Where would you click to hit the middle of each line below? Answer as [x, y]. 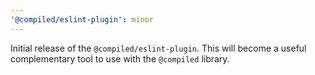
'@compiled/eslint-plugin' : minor [82, 19]
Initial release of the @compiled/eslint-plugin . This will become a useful [158, 48]
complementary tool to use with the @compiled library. [120, 58]
